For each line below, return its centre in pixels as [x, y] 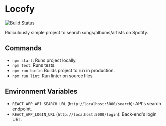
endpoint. [22, 109]
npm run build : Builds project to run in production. [64, 70]
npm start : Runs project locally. [44, 60]
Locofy [20, 9]
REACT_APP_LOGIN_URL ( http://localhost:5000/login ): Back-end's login [84, 114]
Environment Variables [41, 92]
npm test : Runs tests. [34, 65]
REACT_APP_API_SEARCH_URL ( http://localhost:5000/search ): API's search [86, 103]
